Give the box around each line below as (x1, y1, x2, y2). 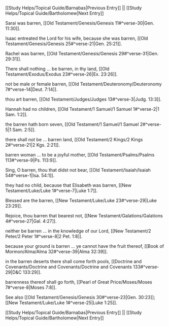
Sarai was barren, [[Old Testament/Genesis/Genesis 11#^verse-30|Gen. (5, 20, 154, 26)
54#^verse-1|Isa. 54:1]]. (5, 173, 55, 178)
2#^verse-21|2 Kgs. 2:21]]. (5, 142, 60, 148)
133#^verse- (132, 264, 159, 270)
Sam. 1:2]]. (5, 112, 28, 117)
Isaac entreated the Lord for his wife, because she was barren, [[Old (5, 36, 148, 41)
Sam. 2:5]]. (12, 127, 36, 133)
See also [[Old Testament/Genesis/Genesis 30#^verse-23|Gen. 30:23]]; (5, 295, 156, 300)
